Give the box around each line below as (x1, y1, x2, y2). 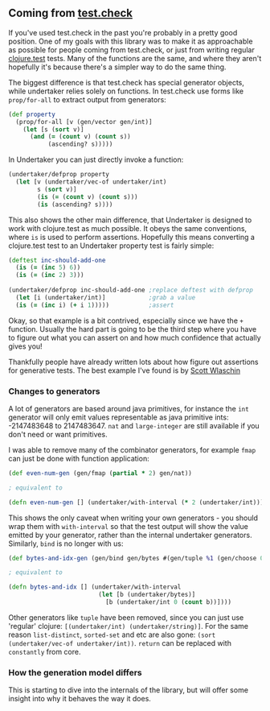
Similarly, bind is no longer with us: (8, 539, 124, 548)
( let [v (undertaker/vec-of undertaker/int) (15, 178, 167, 186)
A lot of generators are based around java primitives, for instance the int (8, 403, 249, 413)
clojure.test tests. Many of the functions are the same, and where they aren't (8, 53, 262, 63)
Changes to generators (8, 386, 100, 397)
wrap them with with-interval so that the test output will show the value (8, 521, 249, 531)
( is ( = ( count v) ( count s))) (37, 192, 138, 200)
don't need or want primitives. (8, 429, 108, 439)
